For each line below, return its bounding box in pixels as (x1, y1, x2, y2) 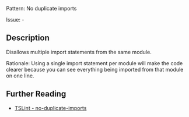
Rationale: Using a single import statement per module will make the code (6, 59, 183, 66)
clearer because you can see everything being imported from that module (6, 66, 184, 73)
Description (6, 33, 50, 43)
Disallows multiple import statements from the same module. (6, 48, 152, 55)
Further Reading (6, 89, 66, 99)
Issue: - (6, 16, 24, 23)
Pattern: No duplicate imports (6, 5, 77, 12)
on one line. (6, 72, 34, 79)
